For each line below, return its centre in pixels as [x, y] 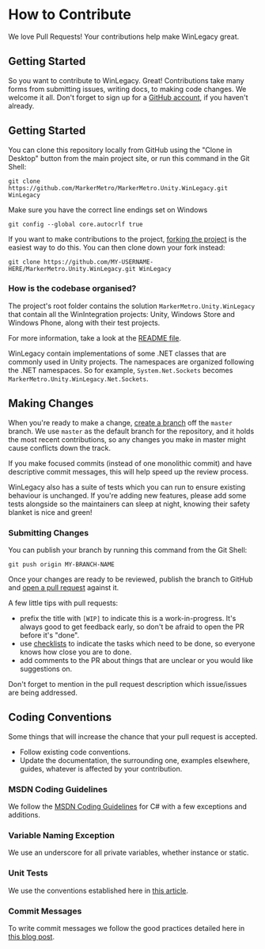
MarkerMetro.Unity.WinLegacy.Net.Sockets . [78, 379]
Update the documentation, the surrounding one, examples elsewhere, [135, 760]
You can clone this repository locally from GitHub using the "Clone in [120, 150]
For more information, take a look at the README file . [95, 337]
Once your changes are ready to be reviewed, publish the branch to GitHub [131, 579]
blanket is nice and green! [50, 512]
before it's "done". [49, 635]
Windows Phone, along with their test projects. [84, 322]
